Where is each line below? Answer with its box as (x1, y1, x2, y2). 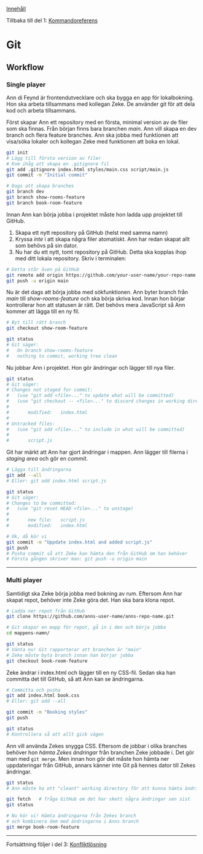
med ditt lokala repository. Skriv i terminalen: (14, 254, 127, 262)
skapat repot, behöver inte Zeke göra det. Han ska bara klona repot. (6, 596, 175, 603)
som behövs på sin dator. (14, 241, 79, 249)
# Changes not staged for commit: (6, 387, 94, 393)
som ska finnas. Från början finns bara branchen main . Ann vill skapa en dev (6, 125, 197, 132)
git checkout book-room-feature (6, 658, 88, 664)
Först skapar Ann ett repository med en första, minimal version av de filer (6, 118, 188, 126)
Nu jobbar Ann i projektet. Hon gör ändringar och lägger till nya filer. (6, 364, 175, 371)
